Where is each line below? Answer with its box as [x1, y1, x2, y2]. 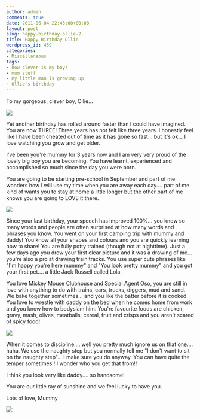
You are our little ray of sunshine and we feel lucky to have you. [6, 383, 162, 390]
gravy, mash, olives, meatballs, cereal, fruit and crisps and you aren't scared [6, 312, 194, 318]
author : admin [6, 8, 42, 15]
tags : [6, 59, 20, 65]
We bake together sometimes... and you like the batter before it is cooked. [6, 293, 188, 299]
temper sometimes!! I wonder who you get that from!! [6, 360, 137, 367]
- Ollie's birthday [6, 81, 55, 87]
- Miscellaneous [6, 53, 47, 59]
